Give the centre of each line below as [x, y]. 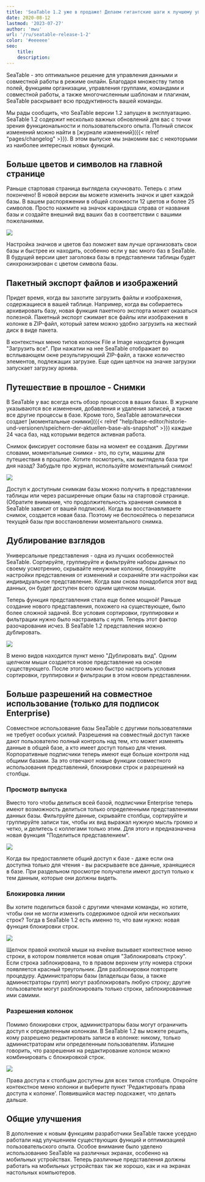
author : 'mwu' [24, 29]
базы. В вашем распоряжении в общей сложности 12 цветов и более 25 [100, 202]
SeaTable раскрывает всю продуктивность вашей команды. [85, 101]
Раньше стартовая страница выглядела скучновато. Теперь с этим [94, 189]
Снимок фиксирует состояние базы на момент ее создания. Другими [97, 446]
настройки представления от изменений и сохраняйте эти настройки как [103, 574]
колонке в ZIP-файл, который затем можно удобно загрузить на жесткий [102, 324]
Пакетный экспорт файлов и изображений [92, 283]
